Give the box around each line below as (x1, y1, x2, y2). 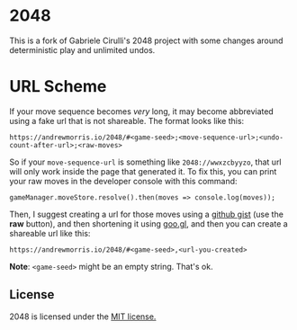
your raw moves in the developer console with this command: (9, 175, 238, 186)
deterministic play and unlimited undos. (9, 44, 156, 55)
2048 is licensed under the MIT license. (9, 311, 157, 322)
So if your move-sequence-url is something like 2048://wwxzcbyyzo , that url (9, 156, 282, 167)
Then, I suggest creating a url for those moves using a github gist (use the (9, 209, 283, 219)
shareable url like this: (9, 227, 91, 238)
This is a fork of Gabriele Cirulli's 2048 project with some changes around (9, 35, 283, 46)
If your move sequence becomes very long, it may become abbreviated (9, 105, 274, 117)
